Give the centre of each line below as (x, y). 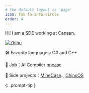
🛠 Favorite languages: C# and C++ (41, 53)
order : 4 (14, 19)
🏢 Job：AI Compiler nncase (34, 65)
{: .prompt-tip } (21, 86)
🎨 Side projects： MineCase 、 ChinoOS (44, 76)
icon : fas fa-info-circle (32, 14)
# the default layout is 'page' (39, 10)
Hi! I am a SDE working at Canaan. (40, 33)
